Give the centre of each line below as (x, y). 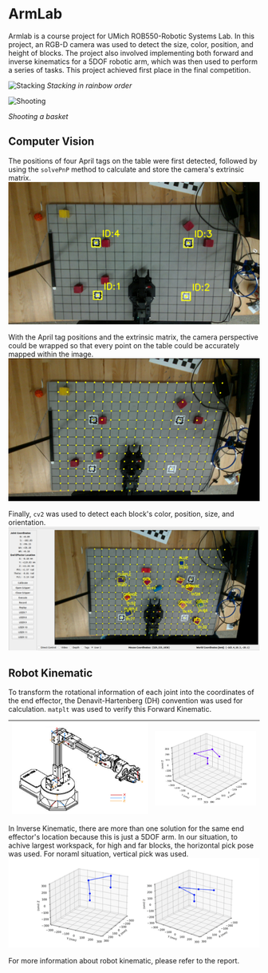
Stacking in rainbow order (89, 85)
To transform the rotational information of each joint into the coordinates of (131, 693)
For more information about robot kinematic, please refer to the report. (124, 960)
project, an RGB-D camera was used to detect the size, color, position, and (131, 44)
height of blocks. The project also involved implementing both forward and (131, 53)
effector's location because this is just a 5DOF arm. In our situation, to (123, 837)
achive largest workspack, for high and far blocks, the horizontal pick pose (131, 846)
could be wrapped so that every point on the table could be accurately (124, 346)
